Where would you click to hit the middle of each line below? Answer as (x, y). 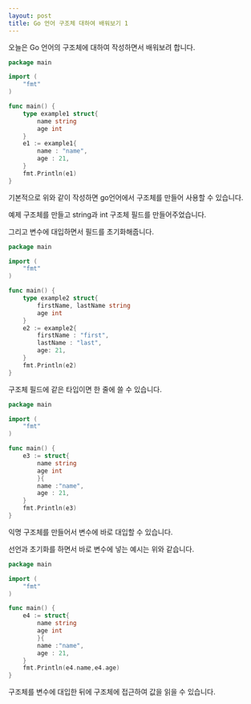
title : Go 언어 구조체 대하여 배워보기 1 (68, 23)
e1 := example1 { (50, 144)
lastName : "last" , (70, 343)
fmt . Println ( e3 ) (50, 508)
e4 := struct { (46, 616)
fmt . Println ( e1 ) (50, 174)
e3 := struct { (46, 456)
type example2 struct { (61, 298)
